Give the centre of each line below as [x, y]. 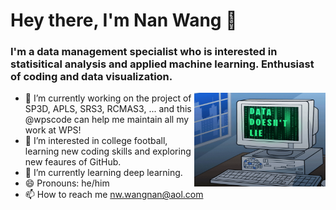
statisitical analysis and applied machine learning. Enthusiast [162, 64]
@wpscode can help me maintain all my [107, 120]
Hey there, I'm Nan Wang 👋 [124, 20]
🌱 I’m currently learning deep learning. [103, 173]
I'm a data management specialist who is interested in [144, 52]
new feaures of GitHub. [73, 162]
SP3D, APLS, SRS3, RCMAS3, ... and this [108, 109]
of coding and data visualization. [91, 77]
